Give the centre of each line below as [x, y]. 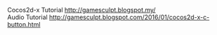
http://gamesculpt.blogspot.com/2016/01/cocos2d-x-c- [129, 17]
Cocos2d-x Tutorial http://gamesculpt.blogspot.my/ [81, 10]
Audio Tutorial [27, 17]
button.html [24, 24]
